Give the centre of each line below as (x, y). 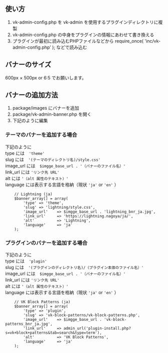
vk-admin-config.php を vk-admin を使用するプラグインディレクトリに (85, 22)
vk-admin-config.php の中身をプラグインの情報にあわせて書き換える (83, 35)
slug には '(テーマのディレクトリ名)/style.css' (53, 159)
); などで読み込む (69, 47)
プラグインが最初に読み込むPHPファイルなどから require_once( (78, 41)
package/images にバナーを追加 (46, 108)
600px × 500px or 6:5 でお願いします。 (46, 77)
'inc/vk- (153, 41)
